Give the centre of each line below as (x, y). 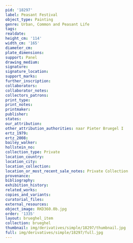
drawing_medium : (22, 62)
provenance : (18, 176)
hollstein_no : (20, 147)
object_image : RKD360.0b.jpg (36, 209)
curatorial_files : (25, 199)
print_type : (18, 100)
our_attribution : (24, 124)
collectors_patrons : (27, 95)
